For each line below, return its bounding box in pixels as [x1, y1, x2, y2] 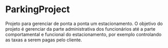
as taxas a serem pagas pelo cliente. [5, 37, 82, 43]
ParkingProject [5, 4, 70, 15]
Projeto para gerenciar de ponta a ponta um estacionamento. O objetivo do [5, 20, 163, 27]
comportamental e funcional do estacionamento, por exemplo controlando [5, 31, 162, 37]
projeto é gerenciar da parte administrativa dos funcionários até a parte [5, 26, 156, 32]
